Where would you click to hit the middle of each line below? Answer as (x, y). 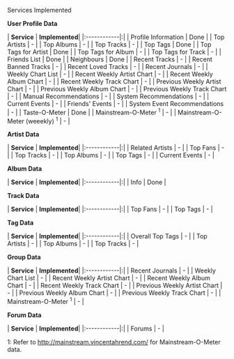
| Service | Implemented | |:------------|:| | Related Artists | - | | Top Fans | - (116, 148)
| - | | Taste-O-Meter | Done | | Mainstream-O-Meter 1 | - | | (92, 112)
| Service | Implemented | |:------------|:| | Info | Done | (87, 182)
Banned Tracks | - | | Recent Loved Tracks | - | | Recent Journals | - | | (108, 67)
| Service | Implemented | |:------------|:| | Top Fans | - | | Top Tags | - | (110, 209)
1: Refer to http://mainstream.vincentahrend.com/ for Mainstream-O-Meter (114, 342)
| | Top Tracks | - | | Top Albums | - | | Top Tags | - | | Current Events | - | (111, 155)
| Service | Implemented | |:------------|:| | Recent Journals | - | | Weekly (111, 270)
